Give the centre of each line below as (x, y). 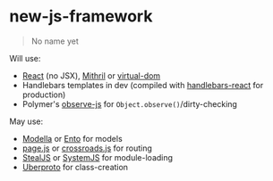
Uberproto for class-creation (75, 167)
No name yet (55, 41)
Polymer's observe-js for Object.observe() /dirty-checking (129, 103)
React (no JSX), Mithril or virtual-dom (91, 75)
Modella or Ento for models (72, 138)
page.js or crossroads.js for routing (87, 148)
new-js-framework (81, 16)
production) (44, 95)
